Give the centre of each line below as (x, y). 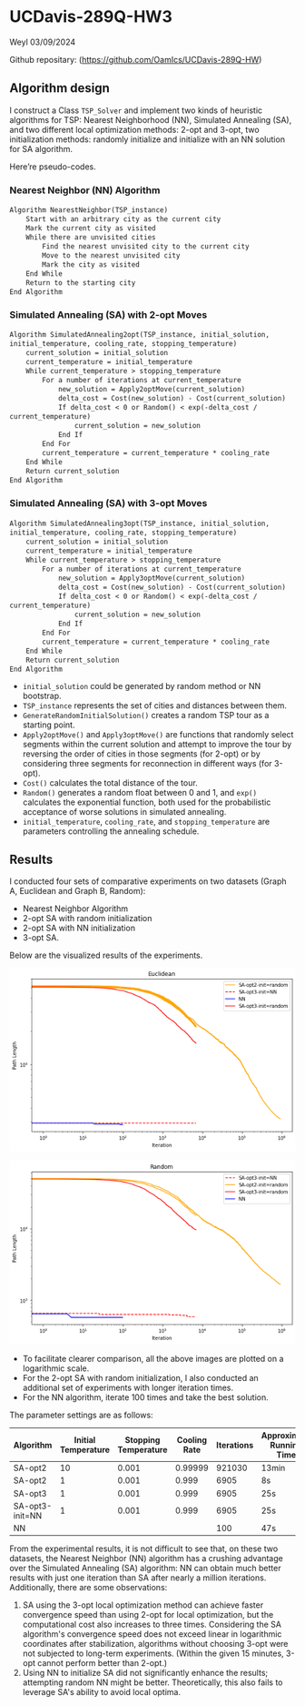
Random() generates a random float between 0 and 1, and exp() (139, 792)
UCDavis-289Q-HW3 (91, 17)
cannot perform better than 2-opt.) (103, 1662)
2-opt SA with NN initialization (79, 928)
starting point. (49, 725)
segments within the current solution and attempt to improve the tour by (157, 744)
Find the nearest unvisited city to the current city (146, 247)
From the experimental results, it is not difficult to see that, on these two (144, 1549)
